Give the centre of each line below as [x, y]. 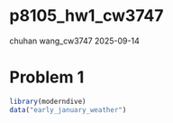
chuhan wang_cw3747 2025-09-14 [74, 41]
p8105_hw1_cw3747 [86, 16]
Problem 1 [47, 77]
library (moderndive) [48, 101]
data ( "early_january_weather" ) [68, 109]
